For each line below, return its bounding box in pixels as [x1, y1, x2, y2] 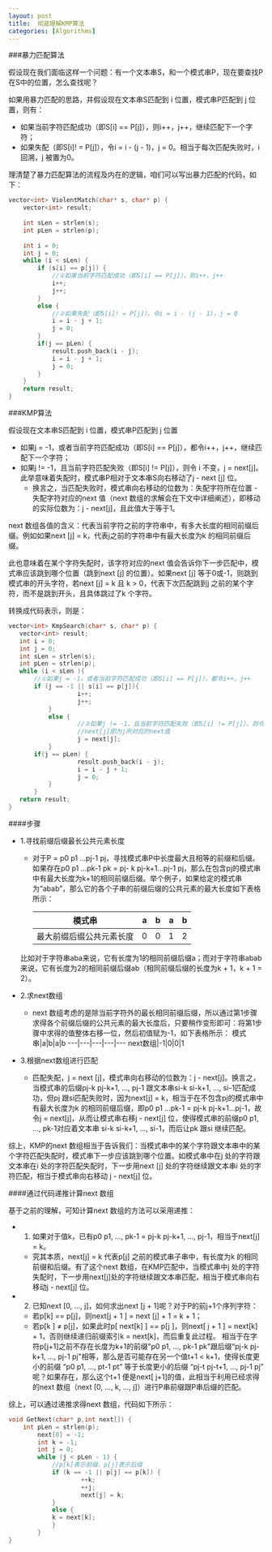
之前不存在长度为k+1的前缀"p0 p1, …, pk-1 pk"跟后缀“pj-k [58, 1341, 249, 1351]
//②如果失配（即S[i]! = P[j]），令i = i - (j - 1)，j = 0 [51, 309, 238, 317]
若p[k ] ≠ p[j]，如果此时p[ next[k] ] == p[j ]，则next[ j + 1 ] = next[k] [32, 1321, 258, 1331]
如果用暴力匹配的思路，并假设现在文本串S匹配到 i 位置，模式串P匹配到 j [8, 95, 247, 105]
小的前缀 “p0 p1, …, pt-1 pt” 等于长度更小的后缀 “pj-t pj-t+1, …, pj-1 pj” [32, 1361, 264, 1371]
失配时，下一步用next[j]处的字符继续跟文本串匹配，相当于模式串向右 [32, 1271, 261, 1282]
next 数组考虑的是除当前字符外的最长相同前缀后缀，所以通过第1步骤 [32, 1008, 257, 1017]
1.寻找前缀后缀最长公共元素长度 [19, 836, 125, 845]
